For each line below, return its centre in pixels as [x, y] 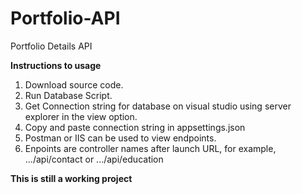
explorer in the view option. [81, 116]
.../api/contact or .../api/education [94, 159]
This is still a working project [71, 178]
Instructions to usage [56, 65]
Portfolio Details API [51, 46]
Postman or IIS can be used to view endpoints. [120, 138]
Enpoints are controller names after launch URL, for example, [150, 148]
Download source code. [74, 84]
